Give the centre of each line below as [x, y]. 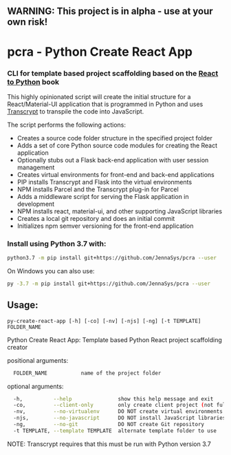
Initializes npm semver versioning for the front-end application [105, 226]
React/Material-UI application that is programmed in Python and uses [105, 104]
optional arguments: [35, 386]
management [36, 167]
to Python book [33, 82]
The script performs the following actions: [66, 125]
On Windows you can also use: [51, 271]
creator [18, 347]
